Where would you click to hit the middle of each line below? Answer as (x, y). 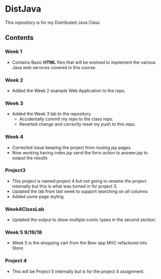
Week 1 (14, 52)
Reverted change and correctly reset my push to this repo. (78, 124)
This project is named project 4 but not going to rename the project (79, 181)
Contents (19, 38)
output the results (30, 158)
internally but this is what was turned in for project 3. (65, 186)
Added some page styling (38, 196)
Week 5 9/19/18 (24, 232)
